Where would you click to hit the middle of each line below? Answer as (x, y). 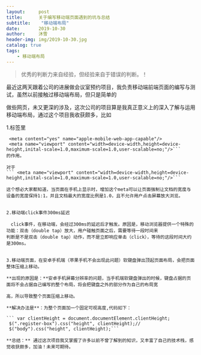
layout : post (28, 12)
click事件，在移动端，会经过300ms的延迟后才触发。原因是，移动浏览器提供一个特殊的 (102, 224)
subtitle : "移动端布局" (37, 23)
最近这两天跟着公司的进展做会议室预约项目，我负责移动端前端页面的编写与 (98, 87)
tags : (13, 51)
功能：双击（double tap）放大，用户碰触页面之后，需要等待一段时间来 (82, 231)
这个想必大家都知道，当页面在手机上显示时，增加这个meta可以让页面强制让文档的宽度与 (99, 189)
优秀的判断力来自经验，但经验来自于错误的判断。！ (84, 74)
